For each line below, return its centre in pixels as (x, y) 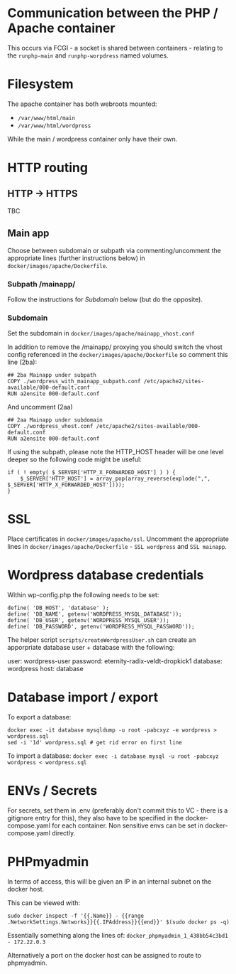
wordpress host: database (45, 669)
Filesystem (40, 84)
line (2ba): (22, 362)
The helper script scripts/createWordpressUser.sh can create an (102, 640)
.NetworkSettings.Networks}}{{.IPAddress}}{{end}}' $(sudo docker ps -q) (119, 922)
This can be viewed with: (44, 903)
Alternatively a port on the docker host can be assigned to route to (105, 955)
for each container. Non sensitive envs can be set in (128, 825)
